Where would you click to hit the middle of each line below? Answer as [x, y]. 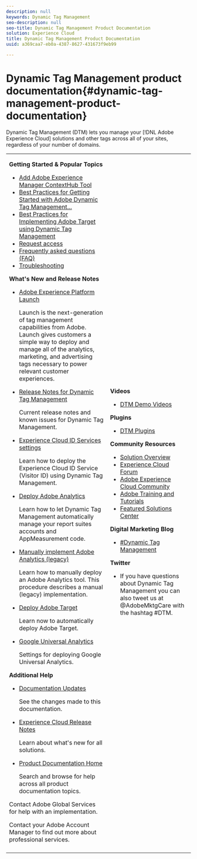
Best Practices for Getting [54, 192]
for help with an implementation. [53, 811]
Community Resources [143, 444]
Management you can [150, 591]
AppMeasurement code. [52, 538]
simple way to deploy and [54, 342]
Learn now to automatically [56, 621]
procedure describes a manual [61, 587]
